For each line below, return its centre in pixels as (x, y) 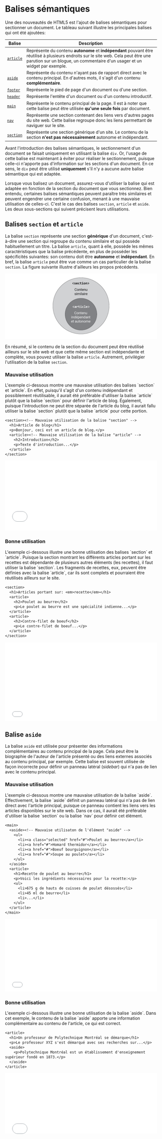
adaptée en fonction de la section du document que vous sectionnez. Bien (79, 188)
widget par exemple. (47, 66)
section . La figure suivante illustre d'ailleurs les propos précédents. (72, 267)
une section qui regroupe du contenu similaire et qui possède (79, 241)
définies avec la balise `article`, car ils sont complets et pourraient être (75, 573)
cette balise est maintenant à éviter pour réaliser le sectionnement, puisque (80, 158)
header (13, 97)
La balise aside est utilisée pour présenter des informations (64, 746)
